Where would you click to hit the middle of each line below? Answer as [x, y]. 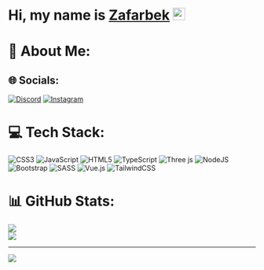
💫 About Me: [49, 52]
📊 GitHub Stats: [62, 201]
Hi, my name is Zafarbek [89, 15]
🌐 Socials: [34, 80]
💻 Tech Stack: [57, 133]
